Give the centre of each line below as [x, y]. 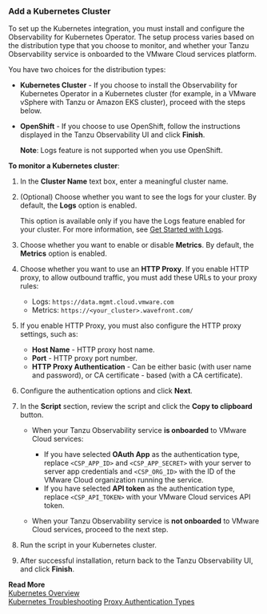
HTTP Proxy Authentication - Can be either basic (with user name [141, 367]
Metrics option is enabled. [64, 253]
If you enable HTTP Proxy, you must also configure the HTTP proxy [130, 325]
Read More [27, 585]
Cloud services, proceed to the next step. [100, 530]
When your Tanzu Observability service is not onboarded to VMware [145, 521]
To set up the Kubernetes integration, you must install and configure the [127, 29]
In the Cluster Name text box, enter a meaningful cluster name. [124, 181]
